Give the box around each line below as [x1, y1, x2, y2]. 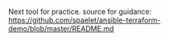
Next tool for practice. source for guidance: [8, 7, 152, 16]
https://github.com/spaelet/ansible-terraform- [8, 15, 161, 25]
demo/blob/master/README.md [8, 24, 114, 33]
